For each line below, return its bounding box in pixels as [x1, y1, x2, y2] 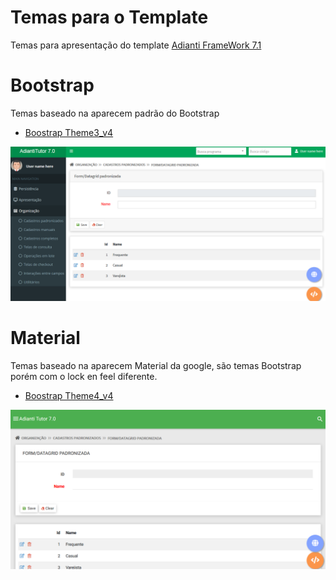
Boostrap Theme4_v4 [24, 389, 114, 401]
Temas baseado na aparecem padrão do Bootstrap [10, 107, 220, 119]
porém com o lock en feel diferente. [10, 370, 158, 382]
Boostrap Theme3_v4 [24, 126, 114, 138]
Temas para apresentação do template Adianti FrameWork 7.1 [10, 39, 262, 51]
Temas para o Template [10, 6, 209, 29]
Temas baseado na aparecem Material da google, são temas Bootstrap [10, 359, 302, 371]
